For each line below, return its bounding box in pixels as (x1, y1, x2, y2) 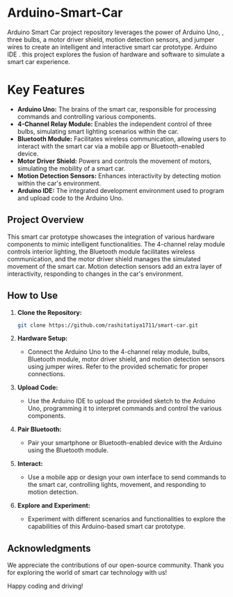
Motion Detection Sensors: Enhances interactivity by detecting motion (17, 171, 221, 180)
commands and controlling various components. (17, 112, 156, 121)
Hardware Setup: (17, 334, 68, 343)
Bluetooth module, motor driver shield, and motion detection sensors (27, 355, 225, 364)
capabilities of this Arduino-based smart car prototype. (27, 522, 186, 531)
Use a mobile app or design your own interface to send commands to (27, 473, 227, 481)
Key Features (7, 82, 86, 98)
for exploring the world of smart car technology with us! (7, 568, 168, 577)
